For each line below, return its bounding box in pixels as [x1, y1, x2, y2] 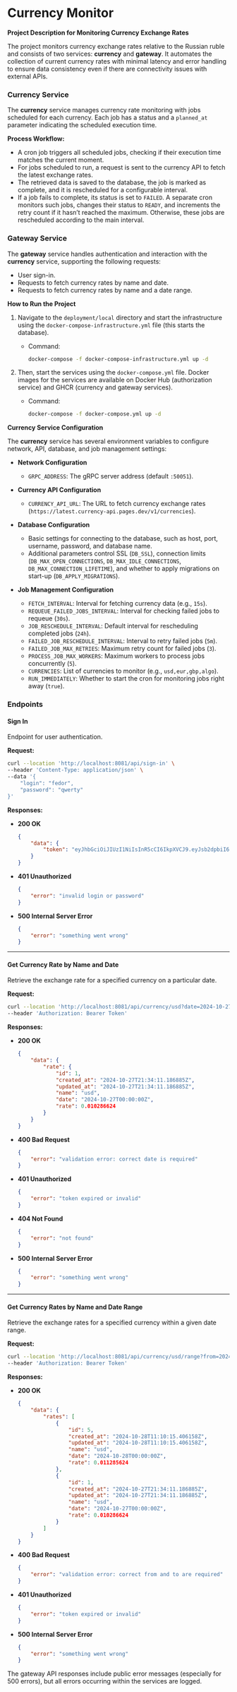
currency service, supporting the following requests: [7, 257, 161, 266]
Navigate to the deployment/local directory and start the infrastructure [17, 313, 222, 322]
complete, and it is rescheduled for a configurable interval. [17, 186, 188, 194]
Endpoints [7, 700, 44, 710]
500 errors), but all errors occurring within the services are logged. [7, 1677, 202, 1686]
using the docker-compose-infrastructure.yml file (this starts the [17, 320, 205, 329]
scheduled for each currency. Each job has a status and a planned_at [7, 113, 208, 122]
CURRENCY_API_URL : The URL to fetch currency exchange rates [28, 500, 206, 508]
